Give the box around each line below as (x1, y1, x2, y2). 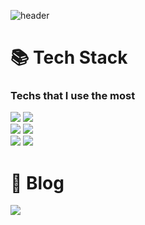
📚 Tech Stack (10, 46, 128, 69)
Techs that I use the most (10, 89, 136, 103)
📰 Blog (10, 171, 65, 194)
